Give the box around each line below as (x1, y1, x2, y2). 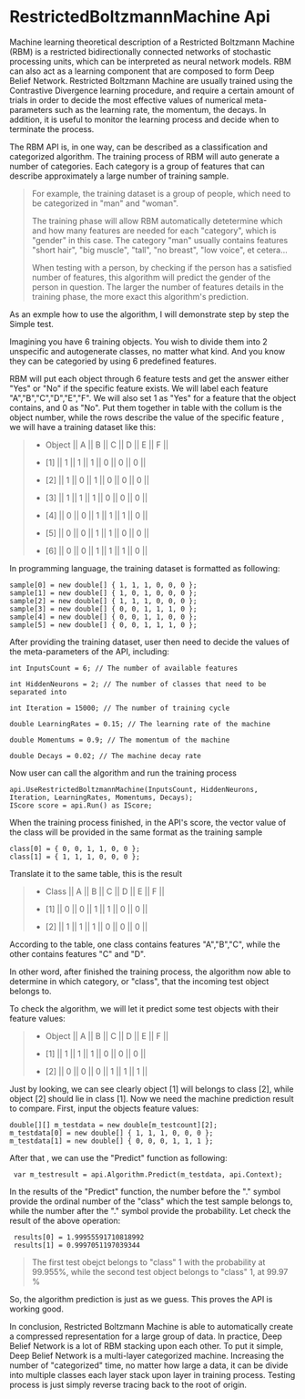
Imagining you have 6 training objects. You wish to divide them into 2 (9, 335, 269, 347)
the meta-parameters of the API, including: (9, 645, 170, 657)
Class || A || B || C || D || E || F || (45, 886, 166, 897)
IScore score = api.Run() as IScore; (9, 800, 153, 810)
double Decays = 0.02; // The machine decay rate (9, 751, 202, 760)
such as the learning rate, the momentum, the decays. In (54, 104, 267, 115)
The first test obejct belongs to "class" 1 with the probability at (31, 1256, 266, 1268)
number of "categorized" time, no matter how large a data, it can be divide (9, 1360, 289, 1371)
